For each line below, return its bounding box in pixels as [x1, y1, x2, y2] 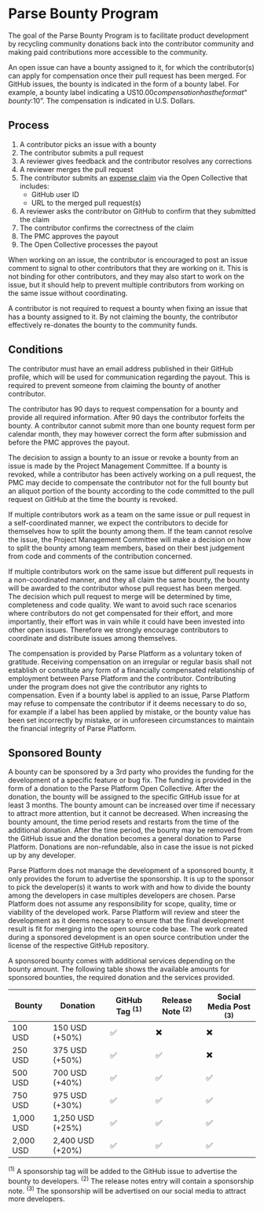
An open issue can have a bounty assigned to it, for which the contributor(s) [8, 62, 255, 71]
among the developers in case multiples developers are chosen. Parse [8, 891, 236, 900]
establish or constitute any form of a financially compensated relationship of [8, 665, 255, 675]
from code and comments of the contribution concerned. [8, 551, 192, 561]
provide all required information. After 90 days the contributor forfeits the [8, 412, 245, 422]
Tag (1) [115, 1004, 142, 1017]
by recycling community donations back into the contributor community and [8, 38, 254, 48]
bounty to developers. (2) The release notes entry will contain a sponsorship [8, 1175, 254, 1186]
